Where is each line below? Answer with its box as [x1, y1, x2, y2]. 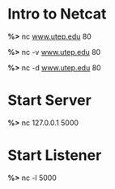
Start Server [7, 91, 92, 110]
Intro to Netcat [7, 5, 107, 23]
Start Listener [7, 146, 102, 165]
